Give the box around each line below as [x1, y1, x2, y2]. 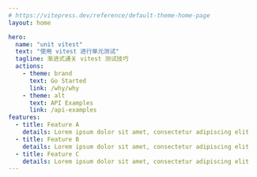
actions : [15, 62, 44, 71]
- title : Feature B [15, 135, 80, 143]
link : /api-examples [28, 106, 97, 114]
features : [8, 113, 41, 122]
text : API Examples [28, 99, 93, 107]
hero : [8, 33, 26, 41]
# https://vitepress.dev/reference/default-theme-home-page [8, 11, 211, 20]
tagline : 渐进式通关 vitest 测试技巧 [15, 55, 129, 63]
